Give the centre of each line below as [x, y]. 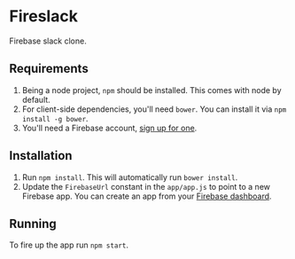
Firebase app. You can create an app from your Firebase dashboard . [147, 196]
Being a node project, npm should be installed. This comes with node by [151, 90]
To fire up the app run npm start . [69, 245]
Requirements [49, 69]
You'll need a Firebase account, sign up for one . [109, 128]
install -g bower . [55, 118]
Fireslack [43, 16]
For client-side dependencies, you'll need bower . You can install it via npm [154, 109]
